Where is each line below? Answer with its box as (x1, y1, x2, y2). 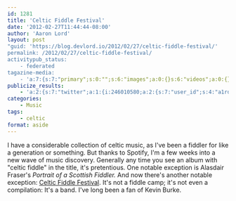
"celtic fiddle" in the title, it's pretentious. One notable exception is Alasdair (7, 163, 225, 171)
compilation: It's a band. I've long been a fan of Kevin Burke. (7, 186, 182, 194)
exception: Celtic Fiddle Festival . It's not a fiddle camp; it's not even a (7, 178, 209, 186)
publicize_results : (7, 82, 65, 89)
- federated (20, 63, 55, 70)
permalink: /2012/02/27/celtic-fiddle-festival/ (7, 50, 152, 57)
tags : (7, 108, 23, 115)
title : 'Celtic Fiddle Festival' (7, 17, 105, 24)
